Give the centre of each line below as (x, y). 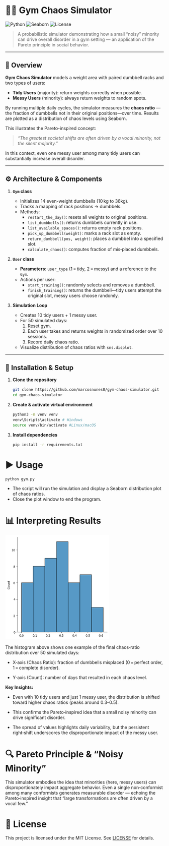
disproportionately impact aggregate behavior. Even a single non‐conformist (84, 788)
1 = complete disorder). (36, 668)
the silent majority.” (38, 143)
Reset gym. (39, 326)
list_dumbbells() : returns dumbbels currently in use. (82, 222)
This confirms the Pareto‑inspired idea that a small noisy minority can (84, 712)
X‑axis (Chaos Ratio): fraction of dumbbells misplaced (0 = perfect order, (88, 662)
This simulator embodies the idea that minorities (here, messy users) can (81, 782)
